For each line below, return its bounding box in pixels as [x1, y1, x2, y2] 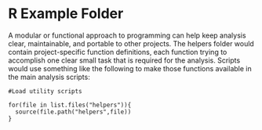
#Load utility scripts [8, 87, 82, 95]
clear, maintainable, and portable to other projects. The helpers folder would [8, 38, 255, 48]
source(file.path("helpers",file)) [15, 107, 132, 116]
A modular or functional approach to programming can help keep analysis [8, 31, 246, 40]
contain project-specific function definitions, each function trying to [8, 47, 227, 56]
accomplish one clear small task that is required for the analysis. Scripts [8, 56, 241, 65]
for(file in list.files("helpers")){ [8, 101, 132, 109]
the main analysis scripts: [8, 72, 90, 81]
